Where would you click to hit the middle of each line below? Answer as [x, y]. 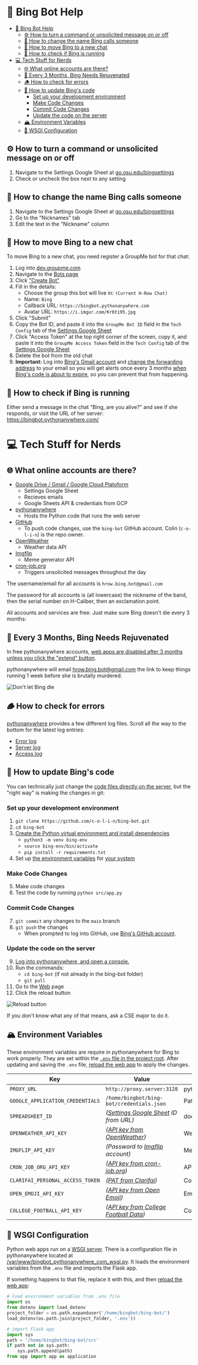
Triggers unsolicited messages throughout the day [85, 572]
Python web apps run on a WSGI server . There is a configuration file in [92, 1249]
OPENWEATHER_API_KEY [38, 1133]
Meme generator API [49, 560]
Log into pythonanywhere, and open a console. [72, 961]
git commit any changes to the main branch [68, 921]
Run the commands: [39, 967]
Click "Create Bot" [37, 281]
